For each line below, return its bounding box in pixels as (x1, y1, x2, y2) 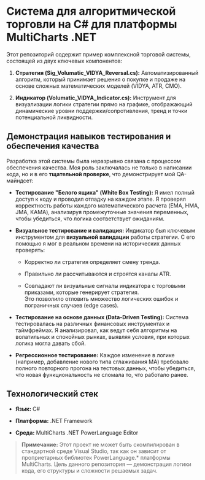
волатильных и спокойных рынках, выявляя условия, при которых (15, 333, 190, 340)
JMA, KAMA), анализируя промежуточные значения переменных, (15, 208, 189, 215)
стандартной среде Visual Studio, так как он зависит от (21, 447, 167, 455)
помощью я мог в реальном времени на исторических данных (15, 239, 181, 247)
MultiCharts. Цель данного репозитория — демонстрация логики (21, 460, 191, 468)
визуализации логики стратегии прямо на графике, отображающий (15, 100, 193, 108)
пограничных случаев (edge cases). (24, 301, 119, 309)
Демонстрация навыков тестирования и (6, 131, 171, 142)
